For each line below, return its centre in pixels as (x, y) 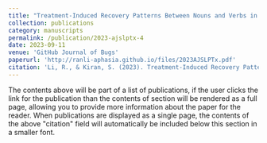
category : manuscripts (46, 30)
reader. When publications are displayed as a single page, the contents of (129, 115)
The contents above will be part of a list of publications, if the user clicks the (133, 90)
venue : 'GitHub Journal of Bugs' (64, 52)
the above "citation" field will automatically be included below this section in (133, 123)
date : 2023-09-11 (37, 45)
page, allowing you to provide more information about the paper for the (124, 106)
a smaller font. (32, 132)
